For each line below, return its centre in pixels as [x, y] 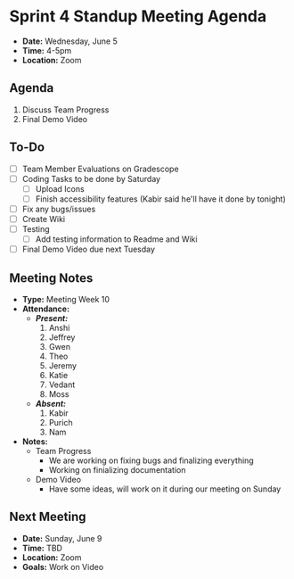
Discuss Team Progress [65, 110]
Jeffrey [62, 337]
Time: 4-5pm [47, 50]
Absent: [51, 403]
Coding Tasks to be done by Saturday [91, 178]
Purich [61, 422]
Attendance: [45, 309]
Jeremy [63, 365]
